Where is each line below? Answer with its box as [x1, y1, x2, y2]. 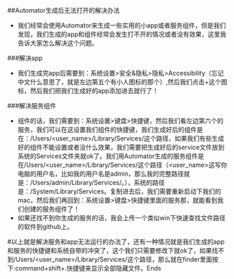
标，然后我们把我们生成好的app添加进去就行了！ [17, 87, 159, 95]
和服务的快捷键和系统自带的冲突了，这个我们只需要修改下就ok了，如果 [7, 247, 213, 254]
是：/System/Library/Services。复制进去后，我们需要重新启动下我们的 [17, 187, 222, 196]
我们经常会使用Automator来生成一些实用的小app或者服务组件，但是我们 [17, 21, 226, 30]
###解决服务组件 [7, 102, 56, 109]
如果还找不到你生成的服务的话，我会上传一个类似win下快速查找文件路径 [17, 214, 226, 222]
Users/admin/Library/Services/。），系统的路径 [32, 179, 166, 186]
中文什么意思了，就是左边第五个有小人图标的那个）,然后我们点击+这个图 [17, 78, 228, 86]
